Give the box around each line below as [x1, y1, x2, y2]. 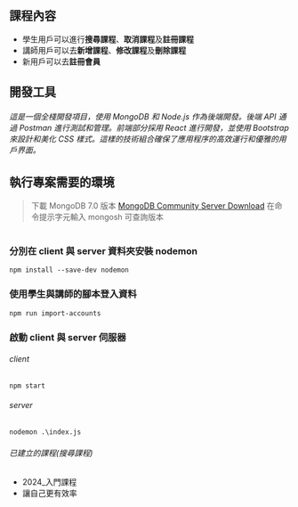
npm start [9, 381, 46, 390]
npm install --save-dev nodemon [9, 266, 129, 274]
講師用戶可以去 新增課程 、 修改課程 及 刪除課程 [21, 45, 187, 55]
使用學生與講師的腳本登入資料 [9, 288, 138, 300]
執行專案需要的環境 [9, 175, 115, 190]
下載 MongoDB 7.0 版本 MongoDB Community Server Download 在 [30, 200, 275, 211]
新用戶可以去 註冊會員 [21, 56, 101, 67]
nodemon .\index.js [9, 428, 82, 437]
